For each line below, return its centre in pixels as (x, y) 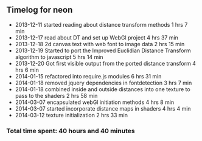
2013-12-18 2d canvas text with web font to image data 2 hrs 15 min (100, 44)
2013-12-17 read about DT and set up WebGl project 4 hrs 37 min (96, 37)
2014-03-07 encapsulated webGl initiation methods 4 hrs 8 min (95, 102)
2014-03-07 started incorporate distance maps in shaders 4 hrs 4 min (103, 108)
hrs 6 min (27, 70)
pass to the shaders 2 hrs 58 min (56, 95)
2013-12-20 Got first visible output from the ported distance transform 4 (106, 63)
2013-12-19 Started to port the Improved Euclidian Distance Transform (103, 50)
